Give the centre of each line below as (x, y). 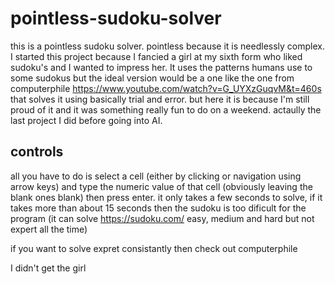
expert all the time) (49, 229)
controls (37, 152)
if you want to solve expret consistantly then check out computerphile (154, 248)
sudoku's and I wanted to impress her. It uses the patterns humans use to (161, 67)
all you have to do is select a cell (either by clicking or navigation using (156, 176)
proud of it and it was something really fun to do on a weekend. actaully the (166, 109)
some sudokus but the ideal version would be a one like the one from (152, 78)
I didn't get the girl (48, 268)
